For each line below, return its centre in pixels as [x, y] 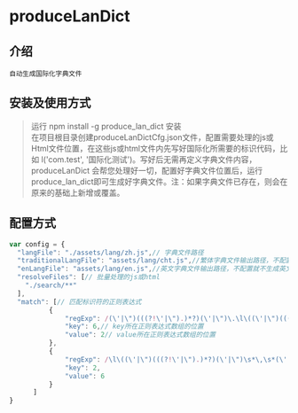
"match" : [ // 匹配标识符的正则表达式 [79, 302]
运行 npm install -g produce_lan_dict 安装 [106, 126]
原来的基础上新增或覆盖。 [78, 192]
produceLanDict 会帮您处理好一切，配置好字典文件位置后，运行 [147, 170]
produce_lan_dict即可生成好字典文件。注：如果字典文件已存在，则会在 [159, 181]
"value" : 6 [85, 376]
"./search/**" [51, 285]
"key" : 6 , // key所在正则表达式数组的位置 [134, 327]
